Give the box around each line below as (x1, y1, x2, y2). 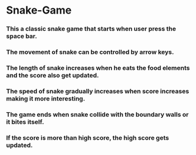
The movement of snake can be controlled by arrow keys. (6, 48, 174, 56)
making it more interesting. (6, 94, 86, 102)
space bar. (6, 32, 37, 40)
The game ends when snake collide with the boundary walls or (6, 110, 189, 118)
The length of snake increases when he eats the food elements (6, 63, 190, 72)
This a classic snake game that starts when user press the (6, 25, 176, 33)
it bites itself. (6, 118, 44, 126)
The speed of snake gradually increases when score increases (6, 87, 190, 95)
